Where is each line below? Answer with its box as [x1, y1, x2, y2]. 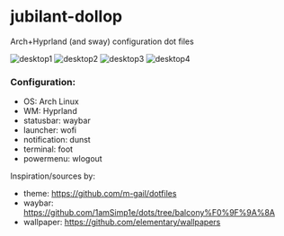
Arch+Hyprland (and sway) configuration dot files [10, 36, 194, 47]
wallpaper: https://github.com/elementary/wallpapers [22, 217, 221, 228]
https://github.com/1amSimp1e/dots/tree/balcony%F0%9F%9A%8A [22, 207, 276, 218]
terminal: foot [22, 144, 74, 154]
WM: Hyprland [22, 106, 77, 117]
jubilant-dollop [10, 6, 123, 27]
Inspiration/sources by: [10, 170, 95, 181]
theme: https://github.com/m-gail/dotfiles [22, 188, 177, 199]
